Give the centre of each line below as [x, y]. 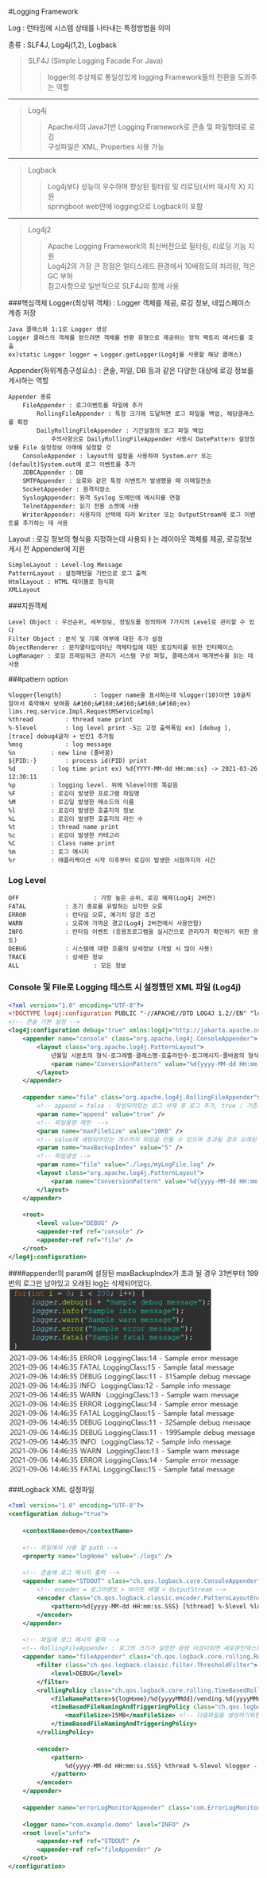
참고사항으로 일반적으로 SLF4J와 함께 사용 [113, 286]
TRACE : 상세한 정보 [56, 958]
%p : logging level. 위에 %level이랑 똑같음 [93, 785]
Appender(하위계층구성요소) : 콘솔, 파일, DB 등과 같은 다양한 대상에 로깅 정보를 [131, 370]
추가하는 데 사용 [45, 523]
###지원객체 [28, 605]
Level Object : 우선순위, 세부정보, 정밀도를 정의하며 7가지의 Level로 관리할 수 [127, 622]
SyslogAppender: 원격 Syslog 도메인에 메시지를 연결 [102, 498]
